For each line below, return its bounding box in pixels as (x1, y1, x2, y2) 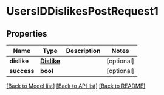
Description (66, 47, 101, 55)
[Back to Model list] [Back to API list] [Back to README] (6, 82, 146, 90)
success (9, 67, 35, 75)
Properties (6, 29, 47, 39)
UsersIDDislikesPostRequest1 (6, 4, 159, 18)
